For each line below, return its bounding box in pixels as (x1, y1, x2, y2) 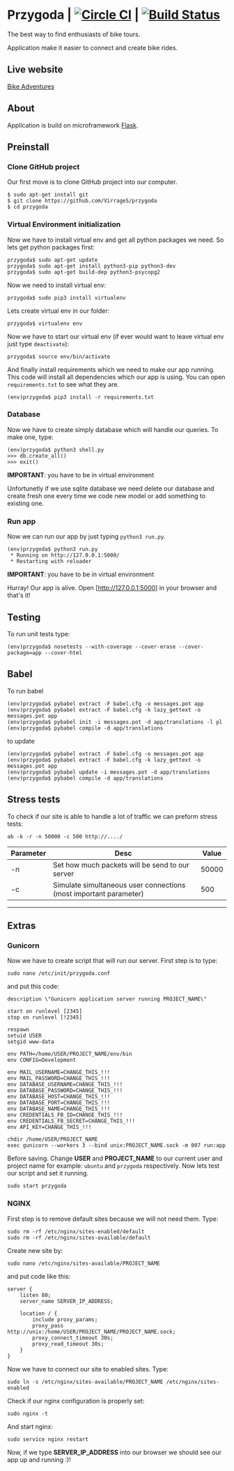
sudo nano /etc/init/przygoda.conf (7, 970, 111, 977)
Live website (7, 63, 64, 76)
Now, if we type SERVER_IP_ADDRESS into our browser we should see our (7, 1448, 221, 1456)
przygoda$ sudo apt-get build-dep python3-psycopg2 (7, 268, 160, 275)
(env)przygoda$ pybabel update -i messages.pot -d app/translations (7, 769, 210, 776)
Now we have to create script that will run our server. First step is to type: (7, 957, 218, 965)
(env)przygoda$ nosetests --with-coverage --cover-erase (7, 643, 176, 650)
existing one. (7, 499, 44, 507)
